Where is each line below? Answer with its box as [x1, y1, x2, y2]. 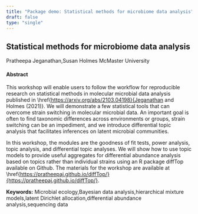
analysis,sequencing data [6, 201, 68, 208]
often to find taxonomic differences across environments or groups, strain [6, 115, 186, 122]
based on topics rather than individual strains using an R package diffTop [6, 158, 184, 166]
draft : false [6, 14, 38, 20]
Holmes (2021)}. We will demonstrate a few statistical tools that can [6, 103, 170, 110]
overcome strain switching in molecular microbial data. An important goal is [6, 109, 189, 116]
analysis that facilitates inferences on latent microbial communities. [6, 128, 169, 135]
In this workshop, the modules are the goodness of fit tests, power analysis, [6, 140, 190, 147]
